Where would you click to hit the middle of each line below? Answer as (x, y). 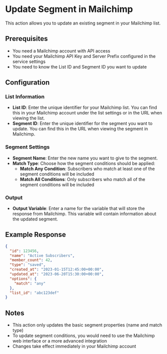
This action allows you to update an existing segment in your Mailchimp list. (83, 23)
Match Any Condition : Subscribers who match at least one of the (87, 168)
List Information (25, 97)
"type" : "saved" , (28, 265)
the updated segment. (35, 219)
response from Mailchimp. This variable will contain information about (84, 214)
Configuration (27, 83)
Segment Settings (27, 147)
